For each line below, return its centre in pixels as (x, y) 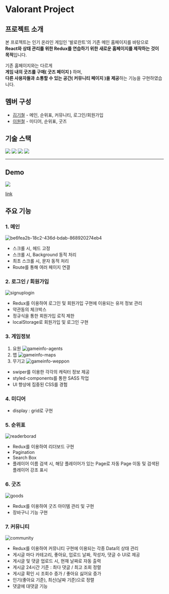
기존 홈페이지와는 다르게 (29, 66)
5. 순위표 (15, 425)
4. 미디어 (16, 398)
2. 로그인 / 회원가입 (27, 282)
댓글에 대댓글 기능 (30, 586)
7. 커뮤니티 (17, 526)
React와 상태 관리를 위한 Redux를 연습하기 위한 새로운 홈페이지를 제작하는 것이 (82, 48)
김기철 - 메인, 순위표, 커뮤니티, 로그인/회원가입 (58, 115)
